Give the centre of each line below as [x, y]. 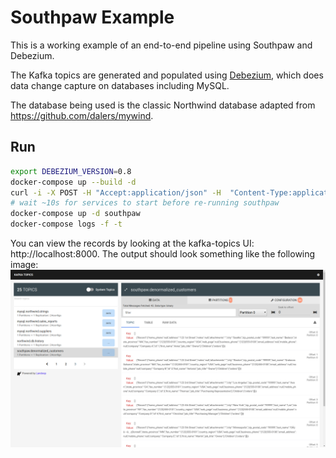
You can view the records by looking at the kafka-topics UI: [132, 243]
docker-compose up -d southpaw [75, 214]
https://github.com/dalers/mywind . [82, 115]
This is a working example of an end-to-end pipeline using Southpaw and [161, 45]
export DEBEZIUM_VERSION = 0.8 [71, 171]
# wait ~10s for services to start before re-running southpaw [145, 203]
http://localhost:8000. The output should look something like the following [163, 254]
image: [24, 264]
